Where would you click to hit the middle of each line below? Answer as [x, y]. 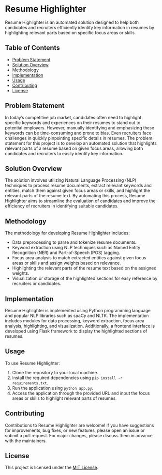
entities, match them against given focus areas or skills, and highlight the [78, 190]
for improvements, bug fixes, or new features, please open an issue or [75, 430]
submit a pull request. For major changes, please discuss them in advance [79, 435]
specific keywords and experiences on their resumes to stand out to [73, 123]
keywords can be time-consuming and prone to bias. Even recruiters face [78, 133]
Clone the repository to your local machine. [55, 372]
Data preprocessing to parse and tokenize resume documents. [74, 242]
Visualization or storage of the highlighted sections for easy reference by [85, 278]
